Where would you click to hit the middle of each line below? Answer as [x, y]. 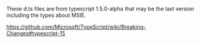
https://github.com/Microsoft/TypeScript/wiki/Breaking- [76, 27]
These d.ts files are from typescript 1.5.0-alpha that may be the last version [100, 9]
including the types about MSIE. [46, 15]
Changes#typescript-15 [36, 33]
